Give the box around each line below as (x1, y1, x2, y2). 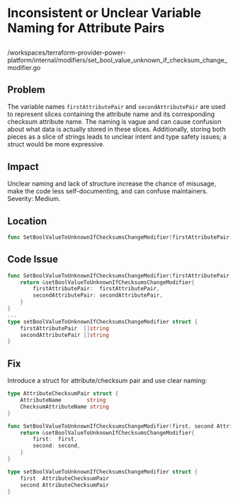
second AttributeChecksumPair (20, 481, 110, 489)
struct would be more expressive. (7, 140, 105, 149)
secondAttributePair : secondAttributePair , (33, 292, 163, 299)
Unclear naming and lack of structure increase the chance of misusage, (7, 179, 217, 188)
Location (7, 215, 47, 227)
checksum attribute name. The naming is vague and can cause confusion (7, 118, 222, 126)
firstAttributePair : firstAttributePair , (33, 285, 160, 292)
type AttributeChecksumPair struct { (7, 390, 119, 397)
